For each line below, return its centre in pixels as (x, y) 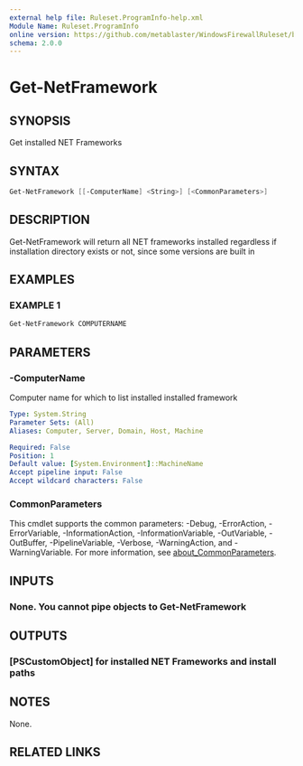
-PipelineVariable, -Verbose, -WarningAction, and (141, 543)
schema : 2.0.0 (36, 43)
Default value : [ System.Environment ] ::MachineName (106, 464)
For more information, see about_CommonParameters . (176, 553)
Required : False (40, 447)
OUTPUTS (38, 636)
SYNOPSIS (40, 121)
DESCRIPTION (50, 220)
